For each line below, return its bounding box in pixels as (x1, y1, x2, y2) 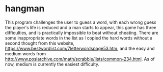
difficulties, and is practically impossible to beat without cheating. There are (5, 30, 159, 36)
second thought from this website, (5, 40, 75, 46)
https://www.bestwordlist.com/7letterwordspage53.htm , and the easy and (5, 45, 155, 51)
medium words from (5, 50, 46, 57)
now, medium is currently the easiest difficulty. (5, 61, 100, 67)
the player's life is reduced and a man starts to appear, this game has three (5, 24, 157, 30)
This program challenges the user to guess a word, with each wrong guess (5, 19, 157, 25)
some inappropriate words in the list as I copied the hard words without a (5, 35, 153, 41)
